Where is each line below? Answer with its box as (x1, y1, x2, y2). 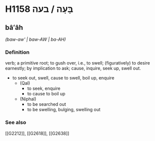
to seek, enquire (27, 85, 61, 91)
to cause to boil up (27, 91, 66, 97)
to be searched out (27, 101, 66, 107)
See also (5, 119, 26, 126)
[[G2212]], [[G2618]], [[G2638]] (5, 130, 70, 136)
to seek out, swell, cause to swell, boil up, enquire (12, 75, 115, 81)
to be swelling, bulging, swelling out (27, 107, 101, 113)
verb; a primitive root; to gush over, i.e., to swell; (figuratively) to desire (5, 60, 150, 66)
